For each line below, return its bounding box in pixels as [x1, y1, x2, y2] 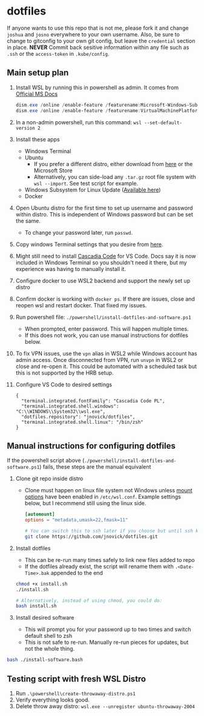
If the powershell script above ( [7, 457, 85, 464]
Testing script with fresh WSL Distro [7, 674, 146, 684]
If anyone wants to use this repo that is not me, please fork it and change [7, 24, 189, 32]
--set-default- [143, 119, 182, 125]
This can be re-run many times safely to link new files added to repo [24, 556, 196, 563]
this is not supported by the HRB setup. [15, 369, 114, 376]
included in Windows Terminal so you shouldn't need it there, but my [15, 259, 187, 266]
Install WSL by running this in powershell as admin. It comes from [15, 84, 179, 91]
